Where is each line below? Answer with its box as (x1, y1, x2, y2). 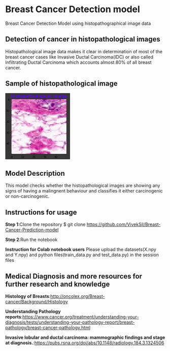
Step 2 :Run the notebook (5, 237, 58, 243)
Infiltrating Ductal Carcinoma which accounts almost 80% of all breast (5, 59, 152, 65)
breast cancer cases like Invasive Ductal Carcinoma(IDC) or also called (5, 54, 154, 60)
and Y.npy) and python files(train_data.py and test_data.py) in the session (5, 252, 159, 258)
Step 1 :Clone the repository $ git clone (5, 221, 86, 227)
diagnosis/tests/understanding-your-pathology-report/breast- (5, 319, 135, 325)
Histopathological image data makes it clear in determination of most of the (5, 48, 163, 54)
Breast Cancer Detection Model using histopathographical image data (5, 20, 151, 26)
